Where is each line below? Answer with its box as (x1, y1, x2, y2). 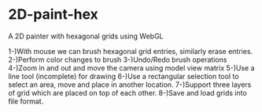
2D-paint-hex (8, 5, 98, 23)
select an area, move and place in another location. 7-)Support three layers (8, 80, 252, 89)
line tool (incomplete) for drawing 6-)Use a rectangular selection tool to (8, 71, 239, 81)
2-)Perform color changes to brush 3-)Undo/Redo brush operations (8, 55, 227, 64)
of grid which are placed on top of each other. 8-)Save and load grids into (8, 88, 248, 97)
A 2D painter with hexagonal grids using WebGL (8, 31, 164, 41)
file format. (8, 96, 44, 106)
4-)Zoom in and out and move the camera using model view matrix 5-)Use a (8, 63, 255, 72)
